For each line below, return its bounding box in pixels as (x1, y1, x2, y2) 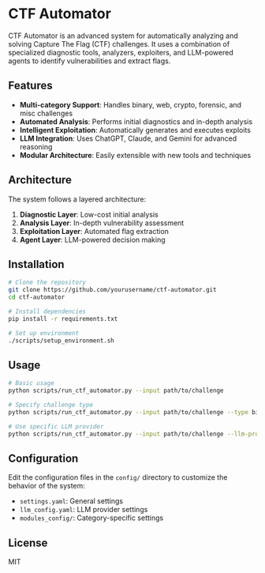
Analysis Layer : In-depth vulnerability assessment (19, 218, 185, 228)
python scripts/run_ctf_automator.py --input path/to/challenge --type (8, 408, 248, 416)
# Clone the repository (8, 278, 87, 287)
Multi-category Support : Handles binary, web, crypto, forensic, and (19, 100, 242, 109)
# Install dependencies (8, 307, 87, 315)
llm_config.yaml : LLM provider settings (19, 505, 148, 515)
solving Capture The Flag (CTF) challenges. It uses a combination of (8, 39, 230, 48)
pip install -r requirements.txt (8, 315, 118, 322)
